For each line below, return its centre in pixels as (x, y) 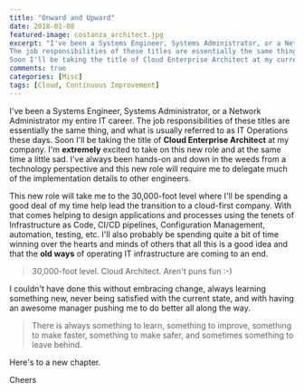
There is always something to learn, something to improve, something (161, 325)
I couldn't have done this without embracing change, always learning (138, 288)
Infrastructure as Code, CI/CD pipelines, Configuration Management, (137, 225)
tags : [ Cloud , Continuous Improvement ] (85, 85)
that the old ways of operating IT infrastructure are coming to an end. (139, 253)
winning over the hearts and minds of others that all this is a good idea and (148, 244)
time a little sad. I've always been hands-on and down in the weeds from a (148, 158)
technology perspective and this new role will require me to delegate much (148, 168)
